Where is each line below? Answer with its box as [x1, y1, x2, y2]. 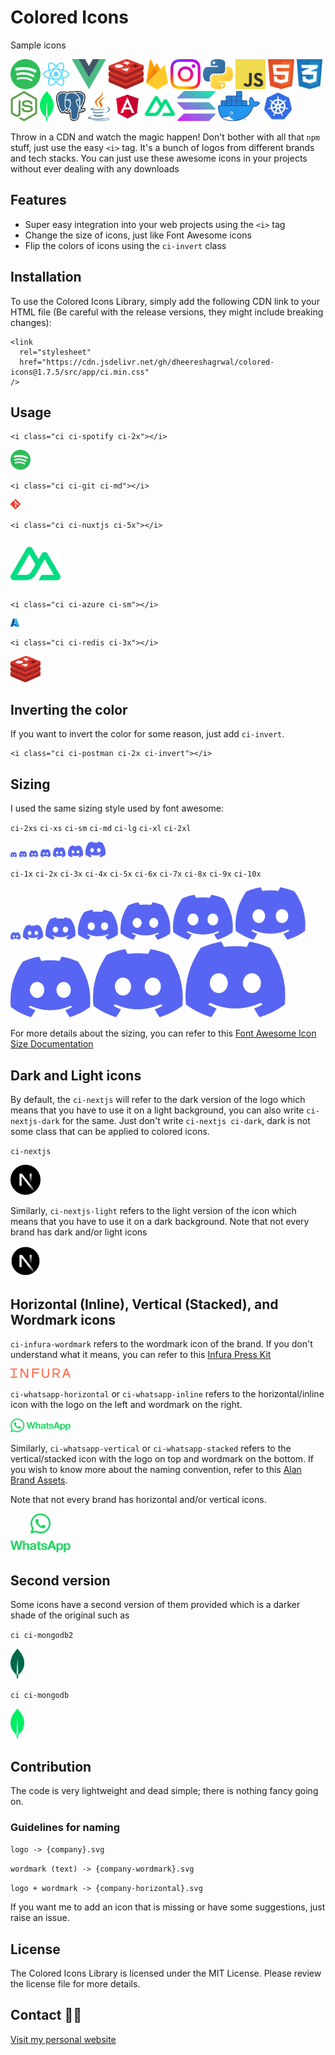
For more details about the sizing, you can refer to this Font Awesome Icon [10, 1027, 317, 1040]
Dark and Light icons [10, 1067, 142, 1084]
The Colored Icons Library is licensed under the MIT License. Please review [10, 1967, 322, 1980]
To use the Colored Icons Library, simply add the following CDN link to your [10, 295, 320, 307]
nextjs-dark [10, 1117, 60, 1127]
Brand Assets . [10, 1474, 68, 1486]
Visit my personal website [10, 2033, 117, 2045]
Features [10, 192, 67, 209]
